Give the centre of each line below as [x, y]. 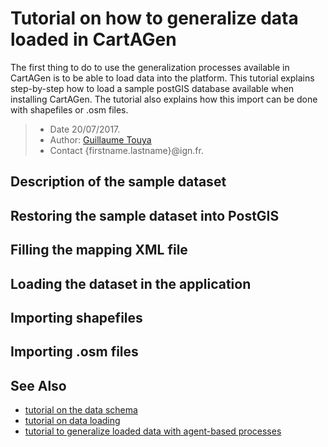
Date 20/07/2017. [85, 129]
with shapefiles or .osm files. [69, 109]
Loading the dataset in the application [131, 283]
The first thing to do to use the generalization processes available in [150, 67]
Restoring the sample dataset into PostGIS [145, 215]
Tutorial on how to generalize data [154, 18]
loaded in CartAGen [93, 39]
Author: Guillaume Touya [100, 139]
